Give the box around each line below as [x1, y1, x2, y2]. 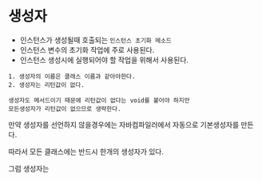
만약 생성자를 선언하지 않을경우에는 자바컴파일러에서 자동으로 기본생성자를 [8, 120, 240, 129]
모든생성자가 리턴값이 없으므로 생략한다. [8, 104, 121, 112]
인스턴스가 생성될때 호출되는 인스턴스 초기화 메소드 [19, 35, 172, 45]
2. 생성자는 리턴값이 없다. [8, 81, 85, 89]
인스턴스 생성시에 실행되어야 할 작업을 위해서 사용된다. [19, 55, 189, 65]
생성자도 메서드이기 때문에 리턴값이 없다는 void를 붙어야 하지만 [8, 96, 190, 104]
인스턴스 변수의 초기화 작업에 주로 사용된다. [19, 45, 155, 54]
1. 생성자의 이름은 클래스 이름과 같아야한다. [8, 73, 136, 81]
